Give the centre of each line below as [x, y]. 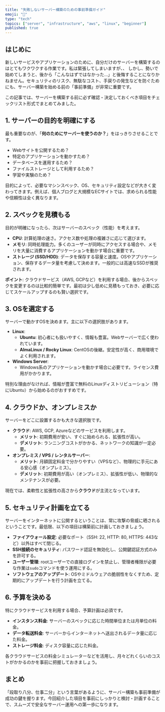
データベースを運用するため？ [42, 162]
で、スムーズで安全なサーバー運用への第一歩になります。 [63, 704]
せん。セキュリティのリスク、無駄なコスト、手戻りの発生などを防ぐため [87, 81]
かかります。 [41, 374]
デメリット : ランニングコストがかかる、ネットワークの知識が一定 [85, 443]
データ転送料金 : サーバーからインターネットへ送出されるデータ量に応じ [85, 633]
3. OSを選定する [30, 309]
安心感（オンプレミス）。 [49, 468]
